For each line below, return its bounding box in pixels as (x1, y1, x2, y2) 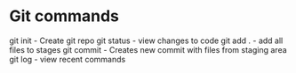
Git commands (9, 6, 120, 26)
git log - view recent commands (9, 54, 126, 64)
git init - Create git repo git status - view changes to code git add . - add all (9, 35, 284, 46)
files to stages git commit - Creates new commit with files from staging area (9, 44, 287, 55)
